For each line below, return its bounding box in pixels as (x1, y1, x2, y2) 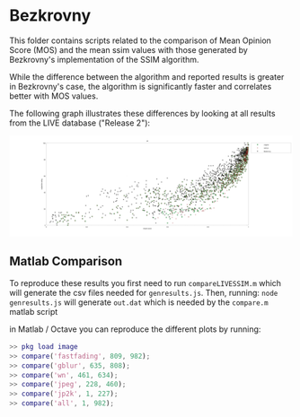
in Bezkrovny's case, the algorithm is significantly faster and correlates (9, 81, 272, 91)
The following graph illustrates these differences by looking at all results (9, 108, 276, 118)
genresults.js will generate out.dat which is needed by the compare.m (9, 297, 269, 308)
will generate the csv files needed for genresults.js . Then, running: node (9, 287, 278, 298)
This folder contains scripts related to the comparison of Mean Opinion (9, 35, 272, 46)
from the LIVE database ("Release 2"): (9, 117, 151, 128)
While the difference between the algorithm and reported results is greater (9, 71, 285, 82)
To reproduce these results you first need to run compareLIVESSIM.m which (9, 277, 281, 288)
